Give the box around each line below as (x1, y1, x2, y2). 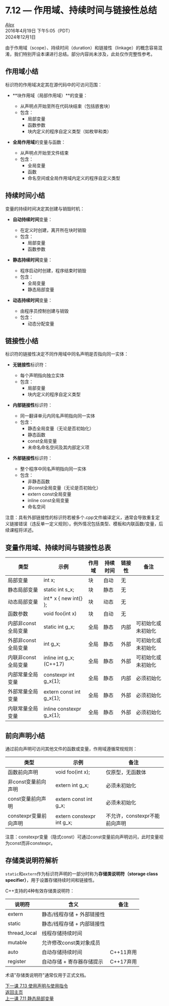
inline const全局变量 (27, 497, 69, 504)
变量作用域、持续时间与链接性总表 (5, 543, 111, 552)
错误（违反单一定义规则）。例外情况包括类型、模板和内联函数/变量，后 (18, 521, 163, 527)
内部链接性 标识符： (12, 402, 53, 408)
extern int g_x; (55, 782, 89, 788)
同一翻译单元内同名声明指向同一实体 (20, 413, 96, 419)
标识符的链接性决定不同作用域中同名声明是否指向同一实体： (5, 351, 129, 357)
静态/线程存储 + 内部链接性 (42, 920, 105, 927)
